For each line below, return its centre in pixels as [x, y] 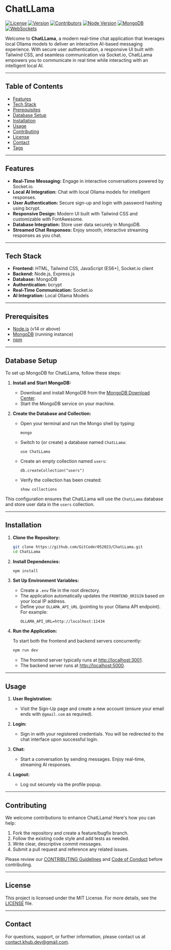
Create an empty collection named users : [63, 461]
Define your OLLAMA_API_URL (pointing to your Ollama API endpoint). [91, 607]
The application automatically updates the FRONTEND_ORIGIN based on [92, 596]
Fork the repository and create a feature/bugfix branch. [70, 833]
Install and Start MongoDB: [42, 383]
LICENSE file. [19, 903]
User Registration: [32, 699]
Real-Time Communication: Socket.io [53, 290]
